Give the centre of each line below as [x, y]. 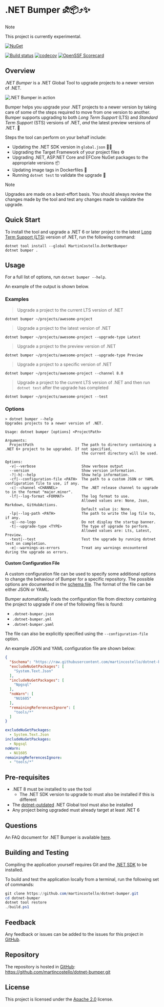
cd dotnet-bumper [23, 898]
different [28, 800]
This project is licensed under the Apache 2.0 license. [59, 999]
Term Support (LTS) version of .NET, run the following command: [70, 237]
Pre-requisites [27, 777]
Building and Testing [37, 853]
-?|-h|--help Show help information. [70, 475]
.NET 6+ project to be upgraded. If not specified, [59, 449]
